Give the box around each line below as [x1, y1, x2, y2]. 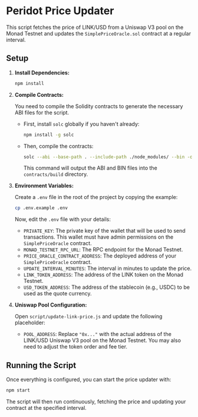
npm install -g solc [23, 132, 74, 138]
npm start [6, 387, 31, 393]
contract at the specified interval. [6, 404, 87, 411]
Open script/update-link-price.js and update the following [14, 313, 163, 320]
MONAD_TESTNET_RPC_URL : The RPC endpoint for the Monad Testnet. [23, 246, 183, 253]
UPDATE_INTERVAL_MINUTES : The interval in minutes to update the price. [23, 265, 192, 272]
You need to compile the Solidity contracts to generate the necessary [14, 102, 183, 110]
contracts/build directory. [23, 171, 88, 178]
